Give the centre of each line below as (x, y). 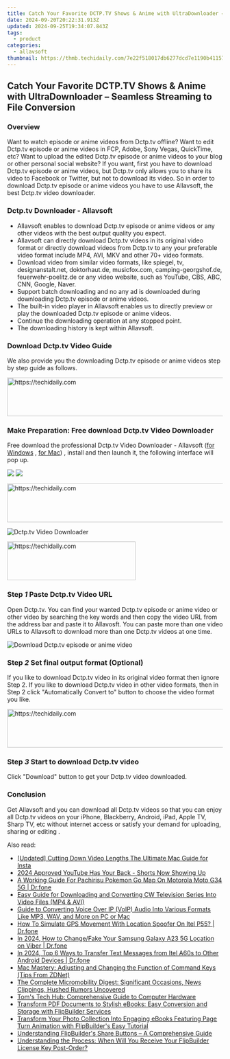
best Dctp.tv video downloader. (51, 193)
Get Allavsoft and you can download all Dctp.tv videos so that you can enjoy (115, 809)
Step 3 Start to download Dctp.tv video (73, 762)
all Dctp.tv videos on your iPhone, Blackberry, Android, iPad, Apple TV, (107, 817)
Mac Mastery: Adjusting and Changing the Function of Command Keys (116, 967)
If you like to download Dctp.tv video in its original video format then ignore (113, 677)
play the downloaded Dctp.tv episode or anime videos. (94, 313)
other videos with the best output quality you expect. (91, 233)
